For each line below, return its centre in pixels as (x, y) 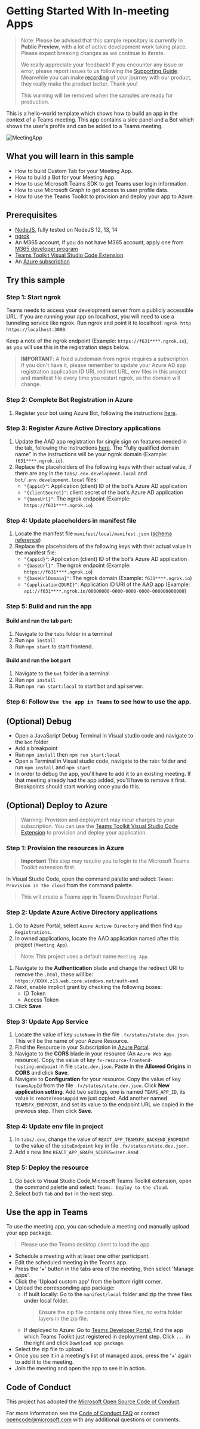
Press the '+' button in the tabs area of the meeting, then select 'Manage (104, 1269)
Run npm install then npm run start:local (67, 755)
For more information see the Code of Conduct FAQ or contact (83, 1413)
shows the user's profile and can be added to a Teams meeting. (84, 126)
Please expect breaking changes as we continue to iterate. (93, 53)
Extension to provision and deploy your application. (84, 833)
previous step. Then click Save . (53, 1111)
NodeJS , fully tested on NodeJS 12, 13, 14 (66, 229)
